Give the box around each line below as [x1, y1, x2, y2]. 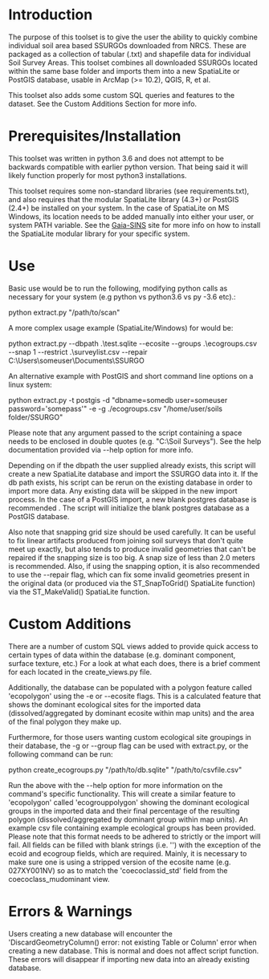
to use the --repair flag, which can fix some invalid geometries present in [8, 570, 251, 579]
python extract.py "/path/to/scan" [8, 307, 120, 317]
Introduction [8, 6, 93, 24]
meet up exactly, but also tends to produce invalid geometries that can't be [8, 544, 257, 554]
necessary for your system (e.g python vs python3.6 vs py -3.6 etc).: [8, 291, 236, 302]
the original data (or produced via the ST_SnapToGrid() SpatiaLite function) [8, 578, 255, 587]
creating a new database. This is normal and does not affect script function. [8, 945, 259, 956]
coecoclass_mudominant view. [8, 874, 110, 884]
